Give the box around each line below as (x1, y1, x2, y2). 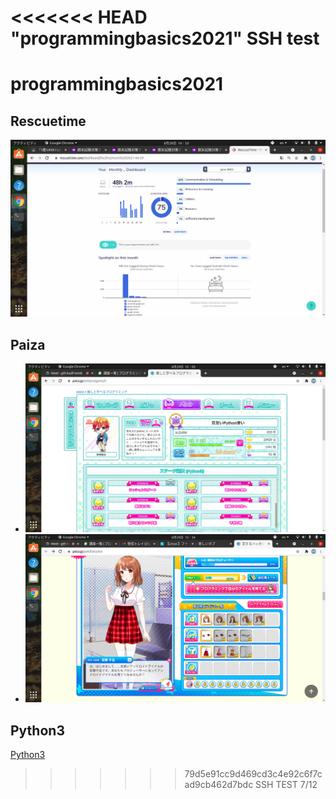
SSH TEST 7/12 (255, 779, 318, 791)
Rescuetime (10, 112, 87, 130)
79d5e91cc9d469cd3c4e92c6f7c (184, 768, 323, 780)
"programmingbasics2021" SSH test (10, 27, 320, 50)
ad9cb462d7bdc (184, 779, 254, 791)
